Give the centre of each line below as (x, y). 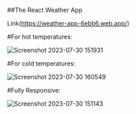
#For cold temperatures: (41, 64)
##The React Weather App (45, 10)
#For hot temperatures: (40, 37)
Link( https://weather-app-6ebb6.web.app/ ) (68, 23)
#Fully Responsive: (34, 90)
